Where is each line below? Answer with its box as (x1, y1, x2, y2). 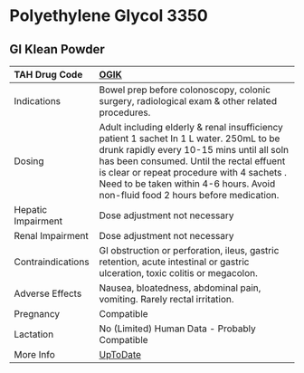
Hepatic (14, 204, 48, 215)
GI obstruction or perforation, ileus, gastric (99, 244, 280, 256)
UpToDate (99, 349, 142, 360)
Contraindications (14, 255, 90, 268)
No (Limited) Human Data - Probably (99, 322, 256, 335)
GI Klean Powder (9, 42, 106, 57)
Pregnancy (14, 308, 61, 320)
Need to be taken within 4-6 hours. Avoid (99, 177, 276, 190)
